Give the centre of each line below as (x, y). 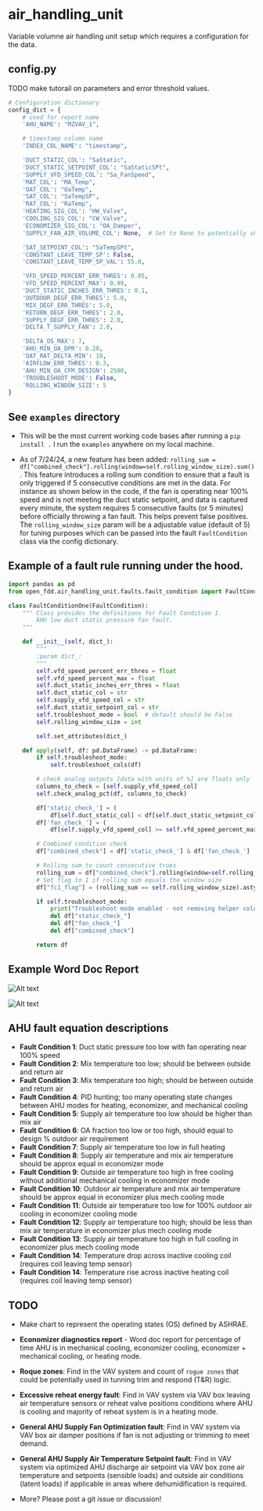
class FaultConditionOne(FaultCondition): (78, 605)
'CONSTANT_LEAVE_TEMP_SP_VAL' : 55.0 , (84, 262)
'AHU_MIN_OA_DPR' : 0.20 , (63, 349)
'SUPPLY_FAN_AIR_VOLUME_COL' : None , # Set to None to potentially (134, 233)
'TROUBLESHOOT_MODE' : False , (70, 378)
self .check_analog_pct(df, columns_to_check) (112, 794)
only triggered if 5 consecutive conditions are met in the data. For (125, 483)
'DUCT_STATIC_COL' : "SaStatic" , (75, 160)
